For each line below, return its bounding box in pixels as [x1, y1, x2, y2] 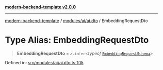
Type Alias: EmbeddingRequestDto [5, 35, 149, 46]
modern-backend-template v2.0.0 [5, 4, 76, 10]
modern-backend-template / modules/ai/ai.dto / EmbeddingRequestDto [5, 18, 148, 23]
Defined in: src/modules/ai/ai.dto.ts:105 [5, 59, 84, 65]
